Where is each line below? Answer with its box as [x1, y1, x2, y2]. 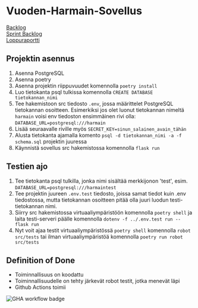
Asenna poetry [14, 76, 52, 83]
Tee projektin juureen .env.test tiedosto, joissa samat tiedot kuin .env [14, 190, 186, 197]
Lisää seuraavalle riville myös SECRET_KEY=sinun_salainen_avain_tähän [14, 125, 187, 132]
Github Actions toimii [14, 284, 67, 291]
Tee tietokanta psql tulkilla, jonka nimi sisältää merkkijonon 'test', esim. [14, 177, 188, 184]
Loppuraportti [6, 36, 40, 43]
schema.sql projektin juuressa [14, 138, 87, 145]
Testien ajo [6, 162, 48, 172]
